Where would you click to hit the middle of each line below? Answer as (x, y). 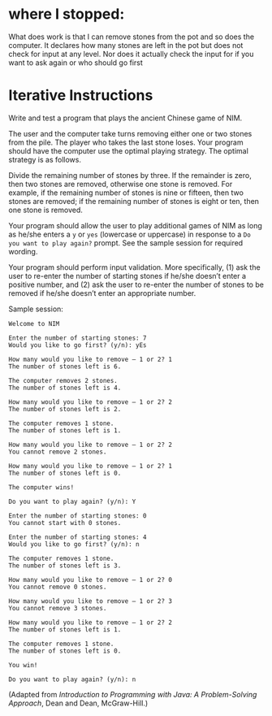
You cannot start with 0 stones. (65, 523)
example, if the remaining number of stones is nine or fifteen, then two (126, 193)
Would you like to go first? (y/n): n (74, 544)
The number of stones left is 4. (65, 388)
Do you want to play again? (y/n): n (72, 679)
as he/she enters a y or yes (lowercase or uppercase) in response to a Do (130, 234)
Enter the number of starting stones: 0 (78, 516)
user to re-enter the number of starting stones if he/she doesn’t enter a (127, 276)
